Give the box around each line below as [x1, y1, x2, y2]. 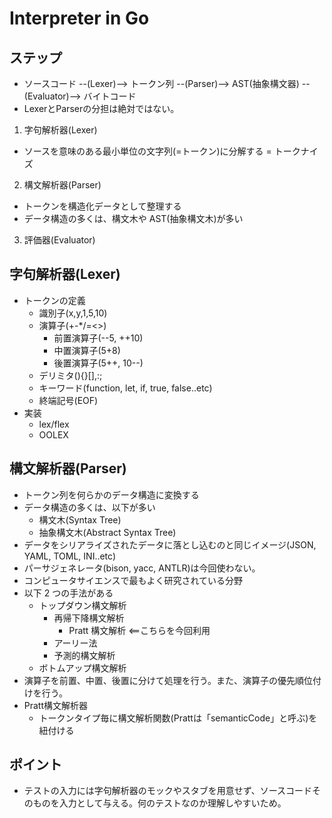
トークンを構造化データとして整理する [23, 200, 182, 212]
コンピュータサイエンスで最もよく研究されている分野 [23, 574, 243, 586]
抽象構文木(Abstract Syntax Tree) [38, 526, 177, 538]
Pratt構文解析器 [23, 699, 89, 711]
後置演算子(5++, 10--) [53, 357, 144, 369]
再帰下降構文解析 [53, 612, 125, 624]
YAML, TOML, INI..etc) [23, 550, 117, 562]
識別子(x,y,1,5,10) [38, 307, 108, 319]
